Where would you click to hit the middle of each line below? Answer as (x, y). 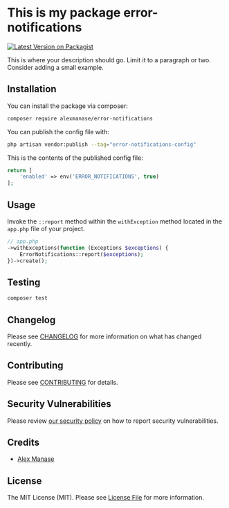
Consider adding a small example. (55, 67)
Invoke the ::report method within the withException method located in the (115, 221)
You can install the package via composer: (67, 106)
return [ (20, 170)
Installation (32, 89)
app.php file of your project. (46, 228)
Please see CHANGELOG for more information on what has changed (104, 336)
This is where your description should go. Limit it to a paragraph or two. (109, 60)
